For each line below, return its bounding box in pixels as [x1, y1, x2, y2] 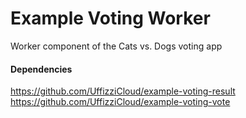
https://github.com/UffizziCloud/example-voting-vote [10, 96, 231, 108]
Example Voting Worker [10, 7, 211, 30]
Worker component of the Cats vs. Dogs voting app [10, 40, 223, 52]
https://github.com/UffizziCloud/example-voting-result [10, 85, 236, 97]
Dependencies [10, 63, 73, 75]
